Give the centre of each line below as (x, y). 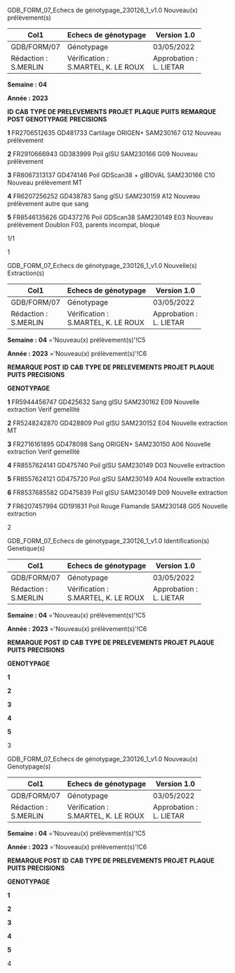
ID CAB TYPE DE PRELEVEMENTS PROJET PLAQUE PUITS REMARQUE (112, 112)
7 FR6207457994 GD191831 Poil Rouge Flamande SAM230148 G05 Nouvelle (117, 506)
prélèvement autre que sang (48, 204)
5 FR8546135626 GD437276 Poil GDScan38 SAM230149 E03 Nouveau (110, 217)
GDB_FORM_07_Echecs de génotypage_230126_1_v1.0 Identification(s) (108, 541)
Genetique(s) (26, 548)
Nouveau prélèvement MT (45, 183)
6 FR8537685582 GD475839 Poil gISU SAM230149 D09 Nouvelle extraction (117, 492)
